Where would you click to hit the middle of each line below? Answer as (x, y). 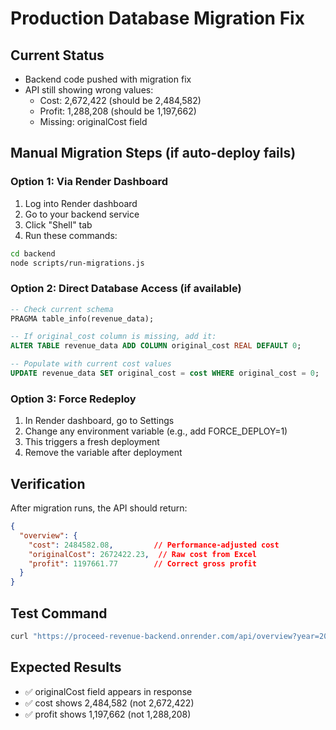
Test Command (59, 613)
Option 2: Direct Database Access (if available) (126, 289)
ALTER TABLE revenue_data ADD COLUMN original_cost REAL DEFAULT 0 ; (156, 346)
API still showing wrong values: (89, 90)
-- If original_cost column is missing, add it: (113, 337)
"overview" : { (48, 535)
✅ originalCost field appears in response (108, 691)
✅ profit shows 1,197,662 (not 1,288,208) (108, 714)
